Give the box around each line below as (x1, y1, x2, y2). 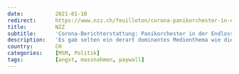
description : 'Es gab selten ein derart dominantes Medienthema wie (7, 37, 221, 44)
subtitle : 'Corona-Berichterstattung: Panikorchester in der (7, 30, 208, 37)
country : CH (7, 43, 62, 50)
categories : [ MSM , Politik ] (7, 50, 100, 57)
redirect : (7, 17, 37, 24)
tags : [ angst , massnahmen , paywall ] (7, 56, 144, 63)
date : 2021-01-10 (7, 10, 87, 18)
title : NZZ (7, 23, 65, 30)
